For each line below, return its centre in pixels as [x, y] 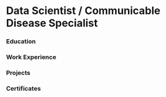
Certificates [23, 88]
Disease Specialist [52, 23]
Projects [18, 72]
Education [21, 41]
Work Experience [31, 57]
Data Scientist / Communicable [83, 11]
